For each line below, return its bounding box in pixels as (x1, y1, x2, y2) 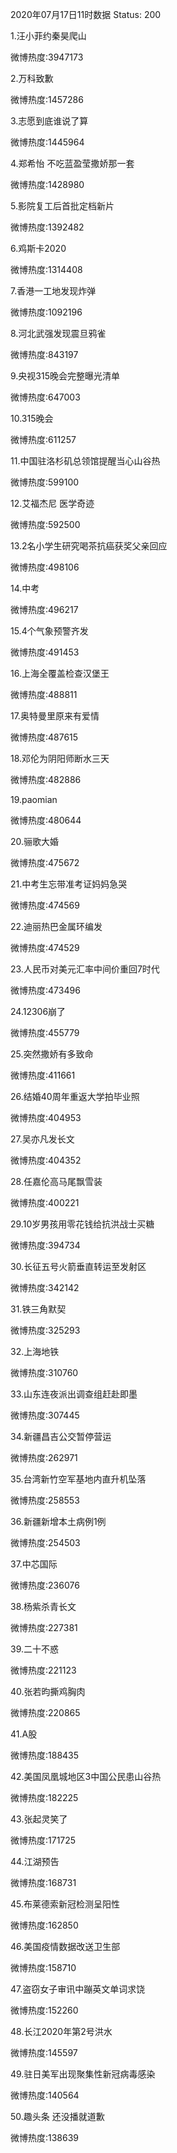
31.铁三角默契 (10, 1303, 67, 1315)
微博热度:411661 (10, 1069, 76, 1081)
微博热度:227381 (10, 1622, 78, 1633)
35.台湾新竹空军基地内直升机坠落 (10, 1473, 147, 1485)
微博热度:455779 (10, 1027, 80, 1038)
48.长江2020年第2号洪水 (10, 2026, 113, 2037)
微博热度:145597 (10, 2047, 78, 2058)
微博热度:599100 (10, 476, 80, 488)
